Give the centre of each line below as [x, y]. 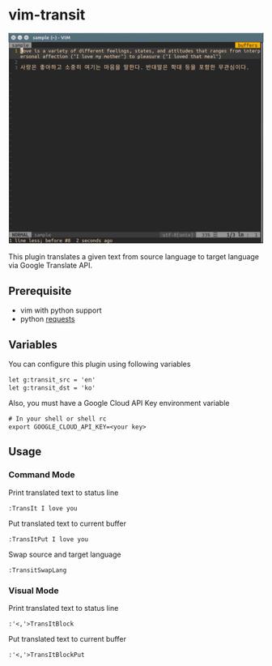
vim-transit [47, 15]
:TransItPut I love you [49, 539]
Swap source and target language [65, 554]
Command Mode [42, 475]
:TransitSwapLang [38, 570]
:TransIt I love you [43, 508]
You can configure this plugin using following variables [100, 364]
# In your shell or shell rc [57, 419]
